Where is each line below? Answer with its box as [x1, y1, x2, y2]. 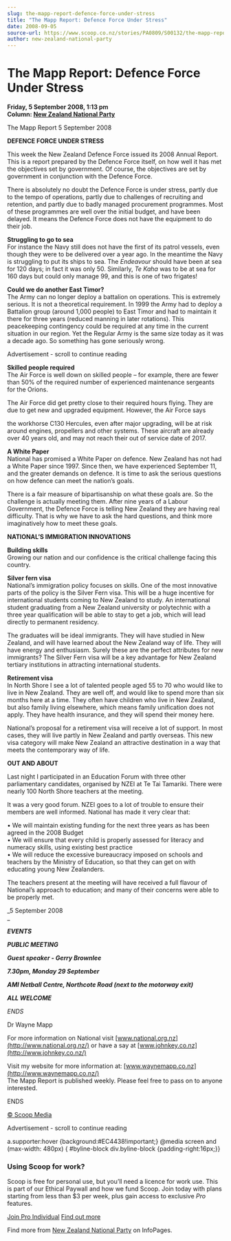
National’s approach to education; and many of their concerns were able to [7, 886, 219, 894]
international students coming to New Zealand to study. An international [7, 596, 210, 604]
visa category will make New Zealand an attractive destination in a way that [7, 739, 221, 747]
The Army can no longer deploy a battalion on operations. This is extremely [7, 293, 221, 301]
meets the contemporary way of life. [7, 746, 110, 755]
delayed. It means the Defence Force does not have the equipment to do [7, 215, 212, 223]
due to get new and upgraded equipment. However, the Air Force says [7, 406, 206, 414]
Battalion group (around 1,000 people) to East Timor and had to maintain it [7, 307, 217, 316]
